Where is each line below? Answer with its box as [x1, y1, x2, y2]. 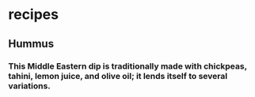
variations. [8, 80, 51, 91]
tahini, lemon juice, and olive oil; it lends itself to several [8, 70, 228, 81]
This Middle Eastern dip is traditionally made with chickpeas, [8, 61, 247, 72]
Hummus [8, 37, 54, 50]
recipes [8, 6, 59, 24]
